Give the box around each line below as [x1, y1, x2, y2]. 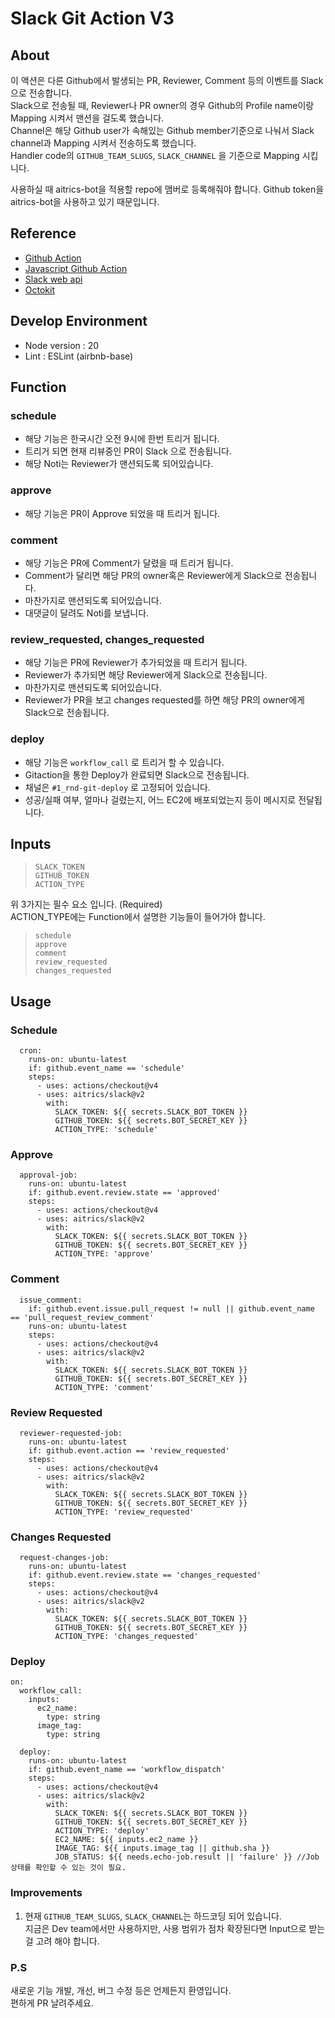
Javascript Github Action [24, 262, 128, 274]
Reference [10, 225, 77, 242]
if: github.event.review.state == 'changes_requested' [28, 1570, 262, 1581]
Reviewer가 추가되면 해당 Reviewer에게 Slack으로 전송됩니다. [24, 669, 268, 681]
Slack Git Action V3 [10, 7, 175, 30]
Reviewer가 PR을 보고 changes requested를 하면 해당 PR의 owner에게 [24, 694, 305, 706]
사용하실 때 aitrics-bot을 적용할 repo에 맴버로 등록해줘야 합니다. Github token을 [10, 183, 325, 195]
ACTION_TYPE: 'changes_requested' [54, 1632, 199, 1642]
